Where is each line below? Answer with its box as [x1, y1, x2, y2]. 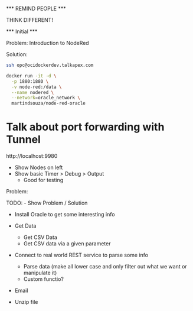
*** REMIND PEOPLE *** [6, 5, 66, 12]
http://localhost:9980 [6, 153, 58, 160]
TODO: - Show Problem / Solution [6, 199, 88, 206]
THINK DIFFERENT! [6, 17, 53, 23]
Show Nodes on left [14, 164, 63, 171]
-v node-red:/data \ [11, 84, 62, 90]
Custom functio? [23, 276, 64, 283]
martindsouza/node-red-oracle [11, 101, 86, 106]
